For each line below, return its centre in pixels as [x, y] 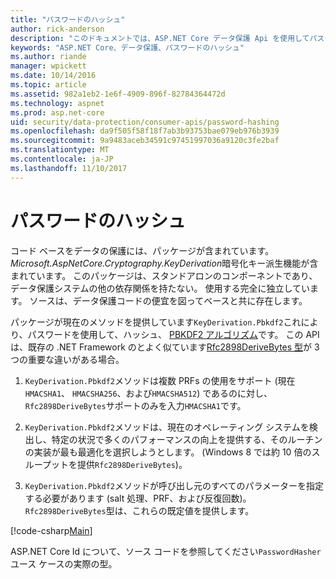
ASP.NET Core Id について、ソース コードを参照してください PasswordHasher [166, 551]
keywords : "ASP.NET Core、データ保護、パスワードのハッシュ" [127, 47]
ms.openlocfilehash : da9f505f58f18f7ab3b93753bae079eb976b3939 [145, 131]
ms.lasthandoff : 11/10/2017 [69, 168]
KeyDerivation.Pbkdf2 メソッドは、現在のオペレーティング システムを [167, 427]
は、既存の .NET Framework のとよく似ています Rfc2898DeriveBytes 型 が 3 [165, 347]
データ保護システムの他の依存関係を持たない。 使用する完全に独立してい [160, 288]
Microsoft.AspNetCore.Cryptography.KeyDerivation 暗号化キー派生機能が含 [164, 263]
